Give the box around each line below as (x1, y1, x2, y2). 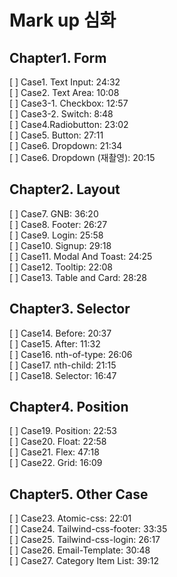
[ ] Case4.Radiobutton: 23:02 (9, 119, 129, 130)
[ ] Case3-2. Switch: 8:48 (9, 108, 114, 120)
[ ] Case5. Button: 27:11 (9, 129, 104, 141)
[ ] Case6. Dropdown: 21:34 (9, 140, 123, 151)
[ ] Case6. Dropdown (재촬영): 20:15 (9, 152, 156, 163)
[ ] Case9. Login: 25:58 (9, 229, 104, 241)
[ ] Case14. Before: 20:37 (9, 327, 112, 339)
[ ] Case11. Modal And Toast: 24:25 (9, 250, 153, 262)
